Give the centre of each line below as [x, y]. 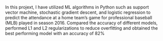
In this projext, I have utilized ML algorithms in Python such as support [77, 7]
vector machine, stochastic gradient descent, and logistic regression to [78, 12]
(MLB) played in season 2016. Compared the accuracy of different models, [81, 23]
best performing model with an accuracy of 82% [55, 33]
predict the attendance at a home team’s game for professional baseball [79, 18]
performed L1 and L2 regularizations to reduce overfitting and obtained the [81, 28]
